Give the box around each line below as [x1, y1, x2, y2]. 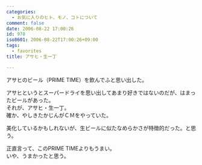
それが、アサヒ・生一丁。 [6, 104, 70, 111]
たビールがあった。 [6, 96, 54, 104]
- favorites [11, 48, 42, 54]
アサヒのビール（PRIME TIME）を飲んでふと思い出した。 [6, 76, 148, 83]
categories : [6, 8, 36, 15]
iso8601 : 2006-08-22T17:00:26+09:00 [6, 37, 98, 43]
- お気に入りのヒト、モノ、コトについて [11, 14, 98, 20]
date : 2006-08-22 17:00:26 [6, 25, 74, 32]
